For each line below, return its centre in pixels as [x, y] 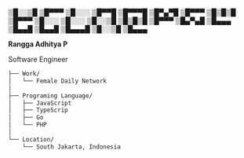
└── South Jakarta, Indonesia [72, 147]
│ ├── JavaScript [40, 103]
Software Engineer [38, 59]
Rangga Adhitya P [38, 44]
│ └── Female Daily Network [58, 81]
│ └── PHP [27, 125]
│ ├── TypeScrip [38, 110]
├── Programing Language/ [50, 96]
